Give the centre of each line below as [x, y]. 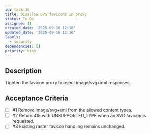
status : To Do [20, 19]
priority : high [21, 51]
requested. [23, 121]
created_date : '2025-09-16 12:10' [41, 28]
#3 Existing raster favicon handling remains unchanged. [69, 127]
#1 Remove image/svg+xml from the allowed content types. [72, 110]
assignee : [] [18, 23]
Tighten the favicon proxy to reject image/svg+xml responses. [68, 83]
